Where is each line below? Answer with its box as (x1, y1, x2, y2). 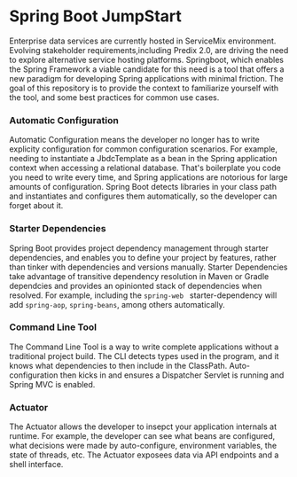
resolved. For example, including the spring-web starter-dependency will (9, 290, 277, 301)
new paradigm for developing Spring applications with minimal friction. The (9, 73, 284, 83)
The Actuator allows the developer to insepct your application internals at (9, 421, 277, 432)
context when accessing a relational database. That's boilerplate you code (9, 162, 281, 174)
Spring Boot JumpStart (9, 6, 182, 27)
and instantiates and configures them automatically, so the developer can (9, 191, 277, 201)
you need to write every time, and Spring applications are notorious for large (9, 172, 288, 183)
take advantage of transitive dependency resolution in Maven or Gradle (9, 270, 270, 281)
